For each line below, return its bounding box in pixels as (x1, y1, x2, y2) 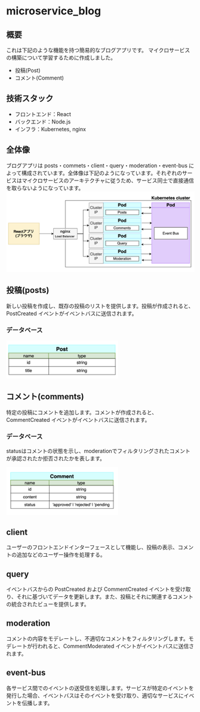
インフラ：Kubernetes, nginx (14, 125, 87, 132)
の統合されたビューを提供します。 (6, 601, 90, 608)
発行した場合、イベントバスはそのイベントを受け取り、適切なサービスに (6, 692, 184, 699)
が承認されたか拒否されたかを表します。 (6, 454, 106, 462)
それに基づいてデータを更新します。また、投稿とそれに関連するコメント (16, 593, 194, 600)
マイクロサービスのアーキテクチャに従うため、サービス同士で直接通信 (21, 177, 194, 184)
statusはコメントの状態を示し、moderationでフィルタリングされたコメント (6, 447, 191, 454)
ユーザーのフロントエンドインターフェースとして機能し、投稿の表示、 (6, 544, 178, 551)
